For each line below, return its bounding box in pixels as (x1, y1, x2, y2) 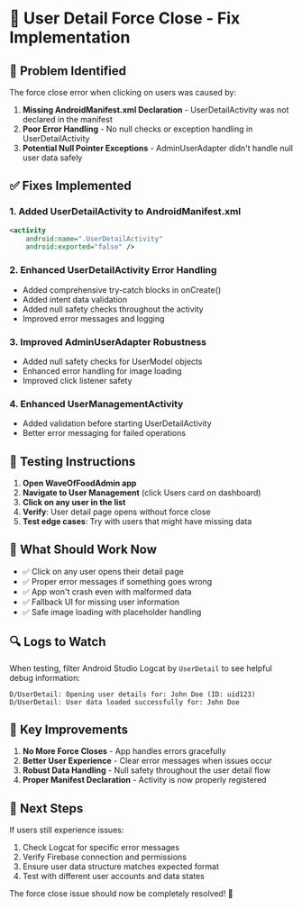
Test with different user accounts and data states (22, 871, 206, 882)
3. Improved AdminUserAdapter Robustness (9, 335, 207, 348)
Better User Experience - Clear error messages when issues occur (22, 756, 272, 767)
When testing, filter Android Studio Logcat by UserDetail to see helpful (9, 662, 272, 674)
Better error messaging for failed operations (22, 428, 187, 439)
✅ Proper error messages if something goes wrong (22, 576, 213, 586)
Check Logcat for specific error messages (22, 842, 180, 853)
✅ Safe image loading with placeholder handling (22, 606, 202, 617)
